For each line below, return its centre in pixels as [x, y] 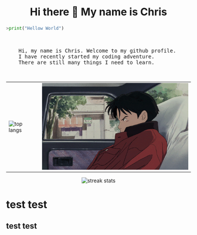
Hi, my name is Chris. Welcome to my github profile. [97, 50]
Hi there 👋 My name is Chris [98, 12]
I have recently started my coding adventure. [86, 56]
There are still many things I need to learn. [86, 62]
